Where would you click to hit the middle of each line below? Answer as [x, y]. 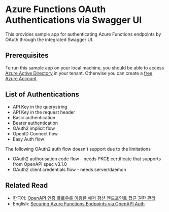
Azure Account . [22, 78]
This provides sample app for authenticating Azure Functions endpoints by [83, 34]
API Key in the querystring [40, 107]
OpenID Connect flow [35, 133]
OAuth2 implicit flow [34, 128]
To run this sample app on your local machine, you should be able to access [85, 67]
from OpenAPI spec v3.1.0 [40, 164]
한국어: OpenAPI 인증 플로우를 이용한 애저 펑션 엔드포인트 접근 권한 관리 [84, 198]
